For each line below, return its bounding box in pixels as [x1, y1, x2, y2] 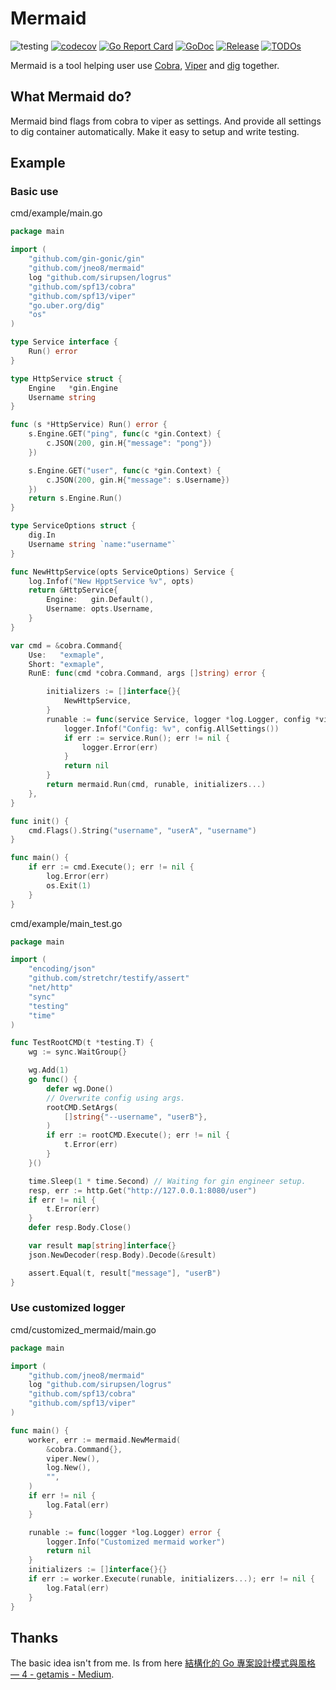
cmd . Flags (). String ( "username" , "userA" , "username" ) [28, 825, 257, 836]
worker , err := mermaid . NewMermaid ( [28, 1435, 182, 1445]
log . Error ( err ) [46, 872, 110, 882]
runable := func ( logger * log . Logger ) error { [28, 1527, 222, 1537]
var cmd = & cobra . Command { [10, 640, 123, 651]
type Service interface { [10, 337, 118, 347]
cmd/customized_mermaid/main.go [10, 1323, 157, 1336]
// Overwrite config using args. [46, 1093, 186, 1103]
